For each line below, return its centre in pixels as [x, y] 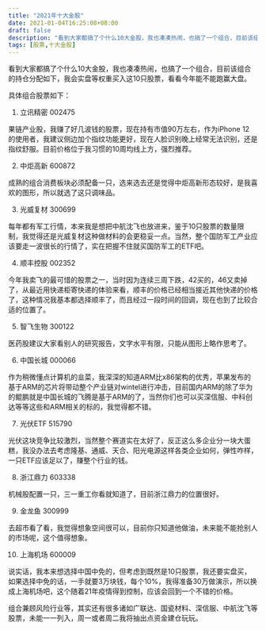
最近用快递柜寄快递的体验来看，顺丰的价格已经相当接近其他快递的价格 [143, 290]
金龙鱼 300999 [44, 511]
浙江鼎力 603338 [47, 478]
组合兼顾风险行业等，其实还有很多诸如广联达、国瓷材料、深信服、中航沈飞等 [133, 609]
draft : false [30, 30]
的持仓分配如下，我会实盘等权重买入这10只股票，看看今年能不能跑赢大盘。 [130, 79]
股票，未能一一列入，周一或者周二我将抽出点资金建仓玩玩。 [105, 618]
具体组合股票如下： [40, 95]
